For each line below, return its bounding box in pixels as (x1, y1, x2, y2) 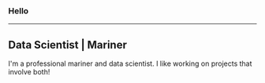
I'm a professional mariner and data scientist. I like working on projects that (8, 59, 252, 68)
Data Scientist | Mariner (8, 38, 128, 52)
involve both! (8, 67, 50, 77)
